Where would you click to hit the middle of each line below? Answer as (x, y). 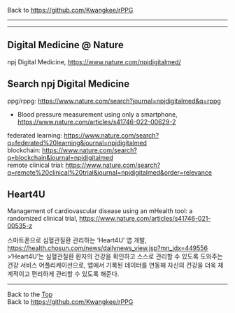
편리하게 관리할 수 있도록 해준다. (75, 274)
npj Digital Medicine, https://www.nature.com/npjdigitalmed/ (94, 61)
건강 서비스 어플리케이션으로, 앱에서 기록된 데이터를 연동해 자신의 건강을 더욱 (112, 265)
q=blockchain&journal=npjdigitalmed (60, 157)
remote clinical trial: (36, 165)
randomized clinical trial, (43, 219)
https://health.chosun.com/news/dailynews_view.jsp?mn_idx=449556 (108, 248)
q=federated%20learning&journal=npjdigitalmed (77, 143)
